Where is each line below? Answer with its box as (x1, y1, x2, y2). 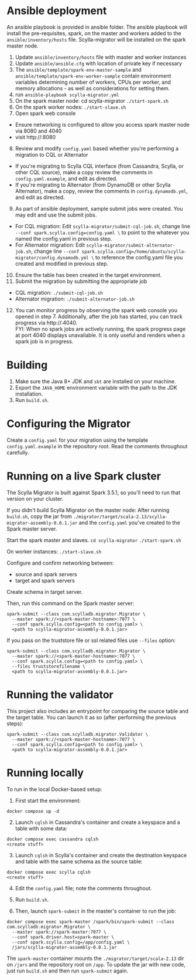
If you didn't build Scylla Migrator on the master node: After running (6, 506, 170, 513)
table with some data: (15, 824, 68, 832)
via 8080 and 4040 (15, 127, 62, 134)
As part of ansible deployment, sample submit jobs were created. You (15, 205, 183, 212)
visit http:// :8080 (15, 133, 56, 140)
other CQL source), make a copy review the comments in (15, 168, 153, 175)
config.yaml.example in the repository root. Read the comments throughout (6, 442, 188, 450)
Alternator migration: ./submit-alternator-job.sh (15, 295, 135, 302)
